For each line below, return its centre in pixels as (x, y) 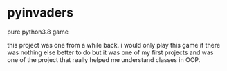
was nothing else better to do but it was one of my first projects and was (110, 52)
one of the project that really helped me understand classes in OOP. (104, 59)
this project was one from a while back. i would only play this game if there (114, 45)
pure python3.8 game (38, 32)
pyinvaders (40, 13)
